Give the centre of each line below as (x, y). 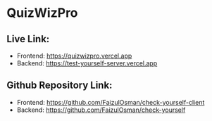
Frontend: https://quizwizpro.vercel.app (74, 56)
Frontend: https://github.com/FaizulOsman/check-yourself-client (111, 102)
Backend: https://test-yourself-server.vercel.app (87, 63)
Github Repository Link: (60, 85)
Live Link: (28, 39)
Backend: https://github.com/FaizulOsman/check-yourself (101, 110)
